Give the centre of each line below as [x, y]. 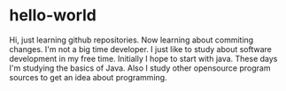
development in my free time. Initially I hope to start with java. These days [143, 58]
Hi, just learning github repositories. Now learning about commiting [131, 40]
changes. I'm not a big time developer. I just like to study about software [140, 49]
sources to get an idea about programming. [88, 77]
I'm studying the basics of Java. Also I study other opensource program [140, 68]
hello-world [53, 15]
